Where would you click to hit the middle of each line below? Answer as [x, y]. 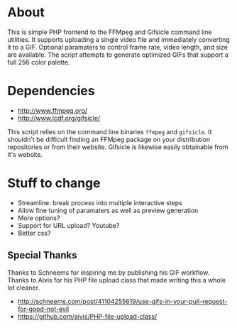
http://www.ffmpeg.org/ [52, 110]
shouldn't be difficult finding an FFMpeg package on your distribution [109, 139]
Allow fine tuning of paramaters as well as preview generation [108, 210]
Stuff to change [54, 184]
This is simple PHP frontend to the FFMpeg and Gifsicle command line [110, 32]
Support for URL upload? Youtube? [68, 225]
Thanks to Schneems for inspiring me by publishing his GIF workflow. [109, 272]
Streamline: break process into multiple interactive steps [100, 202]
